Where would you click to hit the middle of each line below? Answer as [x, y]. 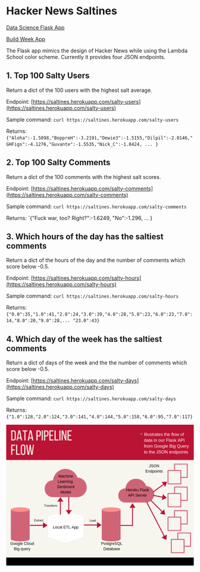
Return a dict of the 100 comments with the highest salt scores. [84, 177]
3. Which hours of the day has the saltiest [85, 236]
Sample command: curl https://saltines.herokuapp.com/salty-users [93, 119]
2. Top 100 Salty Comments [58, 163]
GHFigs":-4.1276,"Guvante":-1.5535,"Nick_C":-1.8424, [74, 144]
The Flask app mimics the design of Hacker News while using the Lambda [97, 50]
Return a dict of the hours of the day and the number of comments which [96, 260]
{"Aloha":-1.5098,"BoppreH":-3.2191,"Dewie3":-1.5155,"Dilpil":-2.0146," [100, 138]
